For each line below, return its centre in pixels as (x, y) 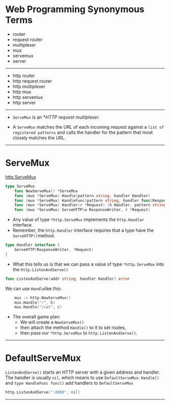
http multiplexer (29, 86)
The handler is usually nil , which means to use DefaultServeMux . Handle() (82, 378)
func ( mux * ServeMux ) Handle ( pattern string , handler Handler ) (82, 196)
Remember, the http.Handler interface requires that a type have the (83, 230)
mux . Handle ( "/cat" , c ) (38, 307)
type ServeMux (20, 186)
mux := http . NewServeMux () (43, 298)
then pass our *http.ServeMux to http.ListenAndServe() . (79, 333)
